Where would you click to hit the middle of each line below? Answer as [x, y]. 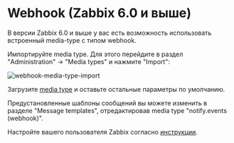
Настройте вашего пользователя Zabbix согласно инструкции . [102, 132]
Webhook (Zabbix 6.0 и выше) [100, 13]
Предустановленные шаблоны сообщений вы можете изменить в [107, 103]
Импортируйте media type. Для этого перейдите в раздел [95, 54]
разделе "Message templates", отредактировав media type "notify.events [117, 110]
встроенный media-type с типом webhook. [72, 40]
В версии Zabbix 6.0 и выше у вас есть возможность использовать [110, 33]
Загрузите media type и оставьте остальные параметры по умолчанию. [116, 89]
